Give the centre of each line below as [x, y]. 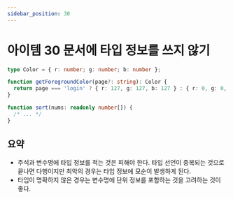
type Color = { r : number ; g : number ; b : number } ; [84, 69]
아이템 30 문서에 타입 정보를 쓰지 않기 [109, 50]
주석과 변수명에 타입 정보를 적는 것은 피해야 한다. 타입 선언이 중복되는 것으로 [121, 162]
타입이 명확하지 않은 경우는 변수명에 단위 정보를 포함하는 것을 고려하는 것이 [119, 179]
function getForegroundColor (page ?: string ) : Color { [87, 82]
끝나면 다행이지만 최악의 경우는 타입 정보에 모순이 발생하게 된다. [104, 171]
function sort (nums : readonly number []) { [70, 108]
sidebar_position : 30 [39, 14]
